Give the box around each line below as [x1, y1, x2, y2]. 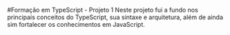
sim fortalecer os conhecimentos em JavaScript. [7, 21, 145, 28]
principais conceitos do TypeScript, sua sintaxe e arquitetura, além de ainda [7, 13, 223, 21]
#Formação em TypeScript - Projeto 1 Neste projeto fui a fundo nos [7, 6, 198, 14]
